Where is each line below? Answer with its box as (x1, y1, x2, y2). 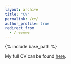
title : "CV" (5, 12, 30, 17)
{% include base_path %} (5, 44, 57, 49)
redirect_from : (5, 26, 36, 31)
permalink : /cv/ (5, 16, 38, 21)
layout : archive (5, 7, 38, 12)
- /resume (9, 30, 30, 35)
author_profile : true (5, 21, 50, 26)
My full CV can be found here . (5, 53, 67, 59)
